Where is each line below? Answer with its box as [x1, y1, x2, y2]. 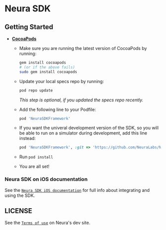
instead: [19, 136, 36, 141]
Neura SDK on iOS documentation [4, 176, 88, 183]
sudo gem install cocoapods [19, 69, 77, 74]
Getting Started [4, 23, 54, 31]
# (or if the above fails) [19, 65, 75, 70]
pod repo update [19, 88, 53, 93]
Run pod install [19, 154, 53, 160]
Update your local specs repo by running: [19, 78, 105, 84]
